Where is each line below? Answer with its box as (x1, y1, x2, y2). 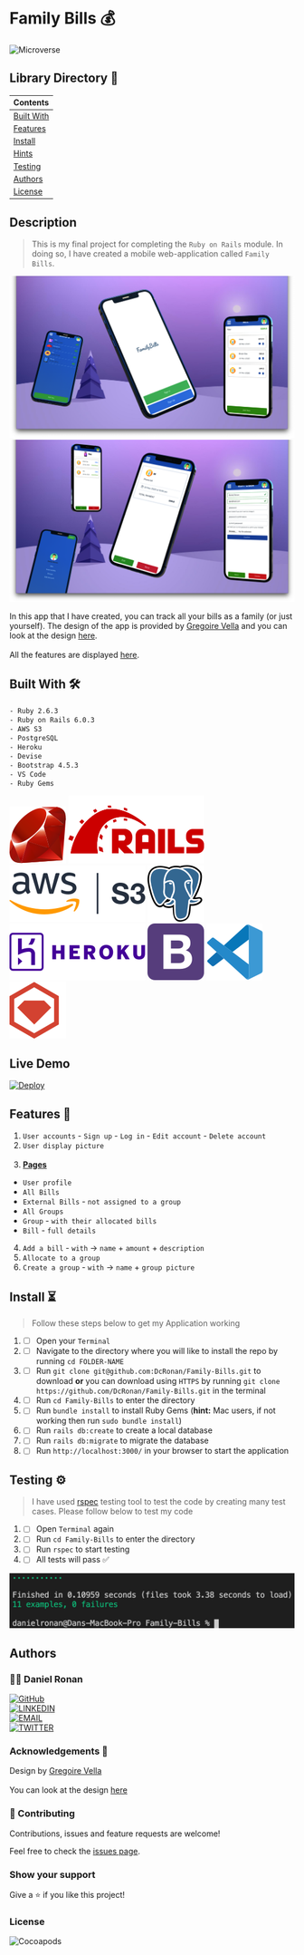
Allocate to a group (22, 1253, 100, 1263)
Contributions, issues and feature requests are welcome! (9, 1828, 221, 1839)
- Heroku (9, 742, 43, 751)
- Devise (9, 751, 43, 760)
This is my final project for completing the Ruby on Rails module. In (31, 238, 283, 250)
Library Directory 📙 (9, 71, 119, 86)
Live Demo (9, 1056, 71, 1071)
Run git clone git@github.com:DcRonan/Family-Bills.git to (35, 1366, 261, 1377)
